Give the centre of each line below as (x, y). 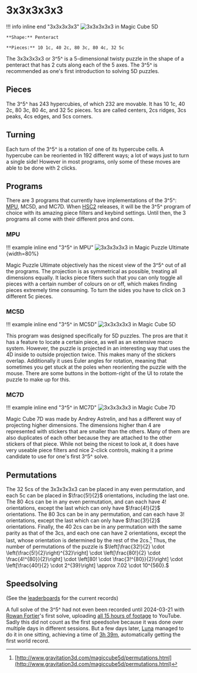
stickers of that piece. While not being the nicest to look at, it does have (93, 444)
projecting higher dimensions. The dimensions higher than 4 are (84, 425)
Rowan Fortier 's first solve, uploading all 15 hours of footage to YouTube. (94, 615)
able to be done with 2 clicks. (42, 168)
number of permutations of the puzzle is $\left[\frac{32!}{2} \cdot (85, 546)
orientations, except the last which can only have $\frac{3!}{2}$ (83, 521)
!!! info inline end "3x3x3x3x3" (43, 26)
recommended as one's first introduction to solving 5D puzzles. (83, 71)
